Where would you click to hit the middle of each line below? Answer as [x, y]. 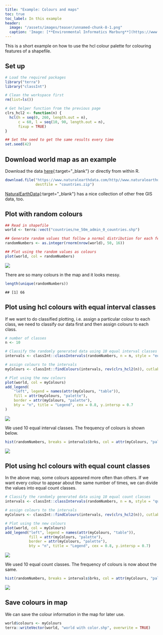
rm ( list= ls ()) [19, 100]
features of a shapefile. [28, 51]
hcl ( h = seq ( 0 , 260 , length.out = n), [49, 117]
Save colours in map [36, 603]
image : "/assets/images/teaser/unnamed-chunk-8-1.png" [66, 28]
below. [12, 433]
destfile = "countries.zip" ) [65, 184]
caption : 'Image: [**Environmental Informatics [58, 32]
